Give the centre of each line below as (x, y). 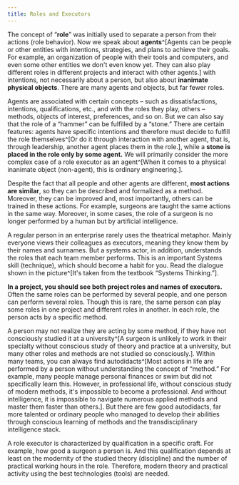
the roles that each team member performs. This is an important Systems (115, 257)
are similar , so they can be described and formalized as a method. (105, 190)
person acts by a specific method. (57, 317)
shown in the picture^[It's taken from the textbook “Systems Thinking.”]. (113, 272)
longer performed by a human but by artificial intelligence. (93, 221)
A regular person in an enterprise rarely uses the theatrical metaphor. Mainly (119, 235)
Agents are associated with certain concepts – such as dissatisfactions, (112, 101)
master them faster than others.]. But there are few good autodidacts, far (115, 407)
